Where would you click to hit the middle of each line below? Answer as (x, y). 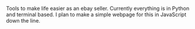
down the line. (23, 21)
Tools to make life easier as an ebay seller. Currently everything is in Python (98, 8)
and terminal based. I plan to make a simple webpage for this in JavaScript (96, 14)
